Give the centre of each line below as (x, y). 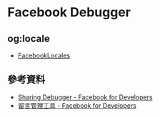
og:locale (29, 39)
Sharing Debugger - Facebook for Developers (85, 97)
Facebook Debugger (69, 12)
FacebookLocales (44, 55)
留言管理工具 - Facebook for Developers (77, 105)
